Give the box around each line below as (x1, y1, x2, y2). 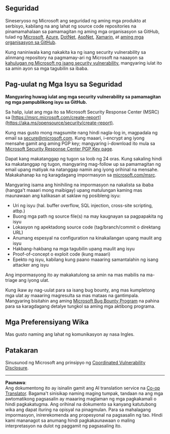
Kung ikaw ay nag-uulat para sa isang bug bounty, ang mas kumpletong (5, 287, 155, 293)
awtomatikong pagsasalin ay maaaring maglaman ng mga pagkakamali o (5, 396, 157, 402)
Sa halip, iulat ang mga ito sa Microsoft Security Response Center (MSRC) (5, 109, 159, 115)
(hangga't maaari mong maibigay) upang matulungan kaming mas (5, 187, 143, 193)
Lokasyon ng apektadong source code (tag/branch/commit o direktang (12, 224, 161, 230)
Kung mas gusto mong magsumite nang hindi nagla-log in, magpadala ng (5, 129, 158, 135)
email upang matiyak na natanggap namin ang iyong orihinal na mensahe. (5, 166, 159, 172)
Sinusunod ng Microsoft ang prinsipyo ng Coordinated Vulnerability (5, 360, 146, 366)
